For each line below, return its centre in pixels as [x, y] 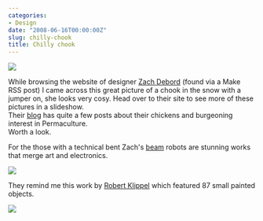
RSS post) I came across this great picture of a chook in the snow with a [125, 90]
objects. [21, 194]
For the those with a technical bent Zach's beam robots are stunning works [130, 147]
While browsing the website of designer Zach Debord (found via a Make [124, 82]
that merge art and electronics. [58, 156]
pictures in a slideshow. [46, 107]
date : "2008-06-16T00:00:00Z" [58, 30]
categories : [27, 15]
